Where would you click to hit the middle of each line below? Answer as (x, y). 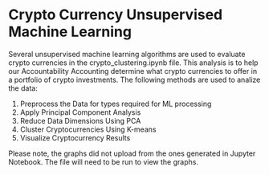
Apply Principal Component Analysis (80, 112)
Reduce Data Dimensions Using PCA (80, 120)
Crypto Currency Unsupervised (116, 15)
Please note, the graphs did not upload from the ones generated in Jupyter (132, 153)
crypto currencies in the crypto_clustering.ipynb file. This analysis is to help (133, 63)
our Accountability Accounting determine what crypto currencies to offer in (133, 71)
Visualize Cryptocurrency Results (75, 137)
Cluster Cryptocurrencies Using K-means (88, 129)
